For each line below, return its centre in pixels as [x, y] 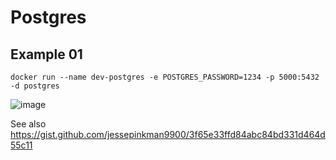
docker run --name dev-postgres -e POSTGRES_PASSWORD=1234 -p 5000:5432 [165, 77]
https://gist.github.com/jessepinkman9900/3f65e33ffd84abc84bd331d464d [168, 134]
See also [28, 124]
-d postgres [35, 86]
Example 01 [46, 54]
